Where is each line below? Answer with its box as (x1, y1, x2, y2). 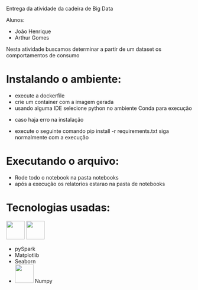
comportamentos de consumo (6, 52, 80, 58)
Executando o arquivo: (6, 155, 119, 168)
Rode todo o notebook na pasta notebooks (14, 174, 119, 181)
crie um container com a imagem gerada (14, 98, 114, 105)
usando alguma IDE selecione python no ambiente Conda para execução (14, 105, 192, 112)
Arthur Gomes (14, 34, 49, 41)
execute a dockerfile (14, 92, 65, 99)
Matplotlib (14, 251, 40, 259)
